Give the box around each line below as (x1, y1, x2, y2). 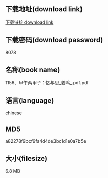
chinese (5, 110, 22, 116)
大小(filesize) (5, 154, 47, 163)
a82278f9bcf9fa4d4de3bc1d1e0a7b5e (5, 138, 87, 144)
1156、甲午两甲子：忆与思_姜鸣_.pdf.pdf (5, 80, 89, 86)
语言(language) (5, 96, 55, 105)
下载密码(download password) (5, 36, 103, 44)
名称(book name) (5, 66, 60, 74)
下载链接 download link (5, 19, 54, 25)
